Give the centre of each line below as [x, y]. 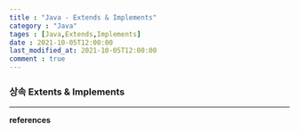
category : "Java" [43, 26]
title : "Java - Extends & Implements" [83, 17]
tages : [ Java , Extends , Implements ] [75, 34]
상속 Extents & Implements [67, 92]
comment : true [37, 59]
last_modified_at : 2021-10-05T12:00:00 [83, 51]
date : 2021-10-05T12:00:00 [61, 42]
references [30, 120]
